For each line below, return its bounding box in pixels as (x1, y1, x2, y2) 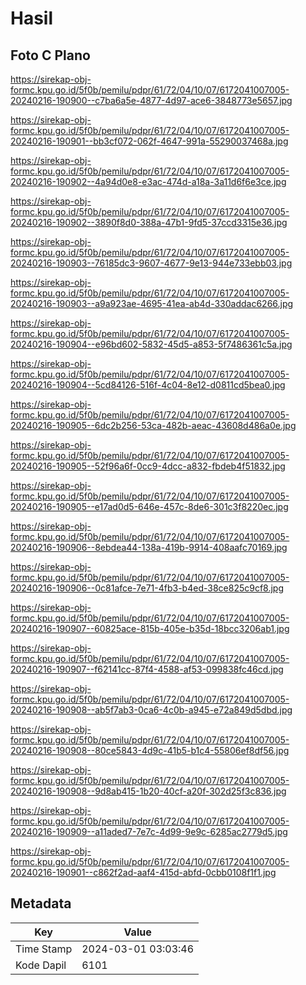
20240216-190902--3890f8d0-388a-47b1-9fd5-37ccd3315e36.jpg (10, 217, 288, 228)
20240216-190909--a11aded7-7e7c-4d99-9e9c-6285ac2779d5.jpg (10, 826, 288, 837)
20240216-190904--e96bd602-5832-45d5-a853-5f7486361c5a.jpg (10, 338, 293, 350)
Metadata (10, 895, 72, 912)
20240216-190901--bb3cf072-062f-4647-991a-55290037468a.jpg (10, 135, 289, 147)
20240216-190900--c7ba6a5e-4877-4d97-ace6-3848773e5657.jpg (10, 95, 293, 106)
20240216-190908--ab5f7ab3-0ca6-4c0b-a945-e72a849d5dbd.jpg (10, 704, 293, 716)
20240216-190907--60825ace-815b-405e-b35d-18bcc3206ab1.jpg (10, 623, 290, 634)
